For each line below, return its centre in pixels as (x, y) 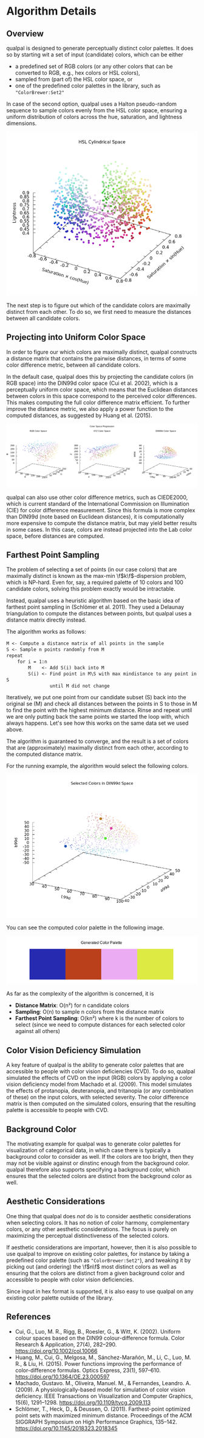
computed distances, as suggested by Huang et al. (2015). (79, 415)
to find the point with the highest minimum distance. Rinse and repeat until (99, 710)
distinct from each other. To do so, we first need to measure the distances (99, 312)
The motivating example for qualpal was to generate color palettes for (93, 1144)
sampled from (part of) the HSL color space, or (74, 79)
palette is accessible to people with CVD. (58, 1110)
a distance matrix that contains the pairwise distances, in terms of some (96, 358)
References (29, 1317)
